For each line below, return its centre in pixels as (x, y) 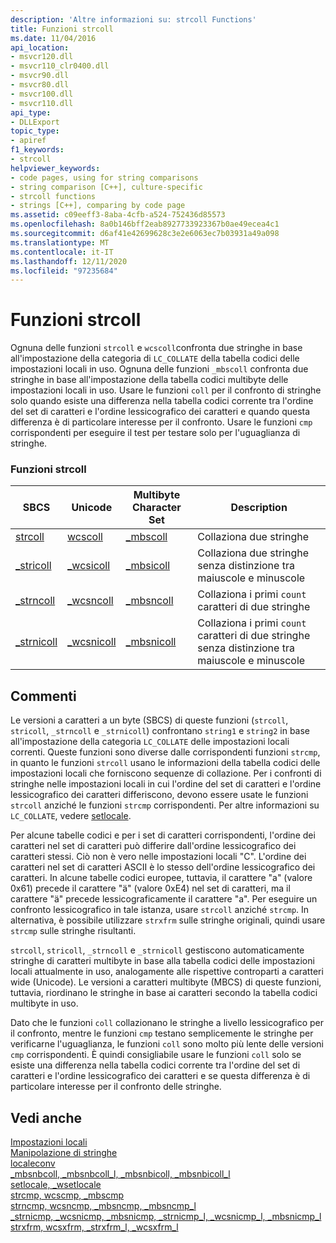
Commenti (43, 696)
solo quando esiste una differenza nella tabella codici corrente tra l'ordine (162, 401)
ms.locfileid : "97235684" (64, 271)
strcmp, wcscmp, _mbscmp (67, 1195)
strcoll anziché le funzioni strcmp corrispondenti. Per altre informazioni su (165, 805)
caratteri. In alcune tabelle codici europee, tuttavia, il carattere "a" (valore (161, 878)
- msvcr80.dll (40, 85)
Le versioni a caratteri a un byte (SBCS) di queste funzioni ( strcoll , (149, 720)
